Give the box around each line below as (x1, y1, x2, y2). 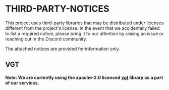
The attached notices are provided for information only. (5, 46, 120, 52)
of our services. (5, 79, 39, 86)
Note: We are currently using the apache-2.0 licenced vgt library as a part (5, 74, 163, 80)
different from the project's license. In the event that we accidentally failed (5, 25, 160, 31)
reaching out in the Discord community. (5, 36, 87, 42)
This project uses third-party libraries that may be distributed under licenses (5, 20, 164, 26)
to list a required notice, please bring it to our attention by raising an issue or (5, 30, 164, 36)
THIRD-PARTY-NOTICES (5, 3, 109, 15)
